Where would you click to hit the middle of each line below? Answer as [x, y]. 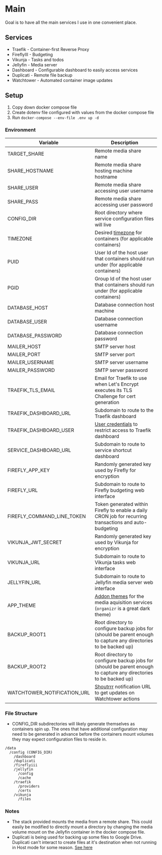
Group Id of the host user [123, 278]
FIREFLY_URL [23, 490]
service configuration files [124, 218]
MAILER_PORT [24, 354]
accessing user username [124, 191]
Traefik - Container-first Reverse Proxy [50, 49]
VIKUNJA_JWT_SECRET [35, 542]
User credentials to [116, 424]
